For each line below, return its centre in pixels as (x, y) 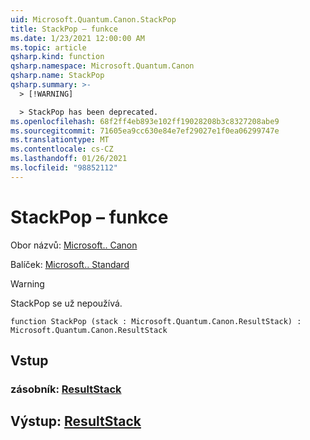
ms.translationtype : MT (60, 140)
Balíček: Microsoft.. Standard (70, 264)
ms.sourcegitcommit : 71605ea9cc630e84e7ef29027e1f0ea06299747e (145, 131)
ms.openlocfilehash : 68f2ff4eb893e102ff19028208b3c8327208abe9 (145, 121)
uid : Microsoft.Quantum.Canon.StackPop (93, 19)
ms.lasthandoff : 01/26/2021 (69, 159)
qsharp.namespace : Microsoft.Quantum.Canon (102, 66)
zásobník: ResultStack (66, 389)
